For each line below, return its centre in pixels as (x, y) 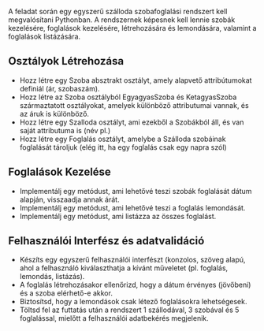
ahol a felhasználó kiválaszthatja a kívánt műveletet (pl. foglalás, (124, 268)
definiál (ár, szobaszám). (59, 88)
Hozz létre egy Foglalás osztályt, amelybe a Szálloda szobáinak (123, 139)
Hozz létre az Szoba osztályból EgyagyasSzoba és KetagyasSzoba (128, 97)
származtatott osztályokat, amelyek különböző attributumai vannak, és (134, 105)
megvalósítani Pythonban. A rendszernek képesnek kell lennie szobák (122, 20)
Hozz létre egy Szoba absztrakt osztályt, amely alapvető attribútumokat (136, 80)
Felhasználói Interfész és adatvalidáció (106, 241)
